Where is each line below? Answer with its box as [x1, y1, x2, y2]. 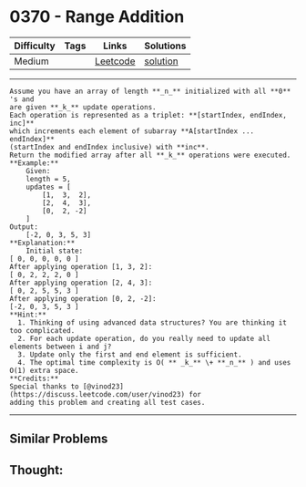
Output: [9, 222, 39, 232]
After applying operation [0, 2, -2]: [9, 294, 157, 303]
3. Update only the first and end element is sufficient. [17, 349, 243, 359]
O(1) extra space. [9, 366, 79, 375]
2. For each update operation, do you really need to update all [17, 334, 271, 343]
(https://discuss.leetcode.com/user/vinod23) [9, 389, 185, 399]
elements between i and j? [9, 342, 112, 351]
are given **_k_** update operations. [9, 102, 157, 111]
